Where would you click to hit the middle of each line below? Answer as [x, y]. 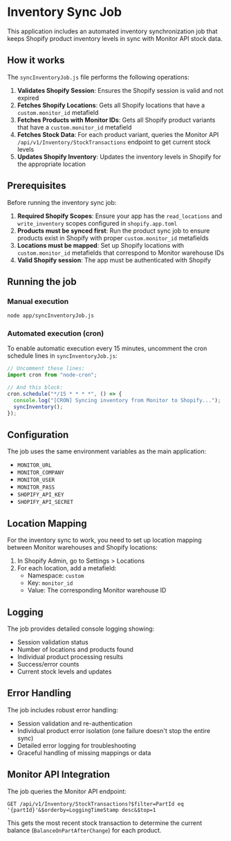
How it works [36, 61]
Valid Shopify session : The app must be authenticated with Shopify [114, 260]
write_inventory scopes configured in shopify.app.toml [97, 223]
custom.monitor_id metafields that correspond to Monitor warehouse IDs [121, 253]
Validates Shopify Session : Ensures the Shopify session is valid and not [120, 90]
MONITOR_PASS [36, 488]
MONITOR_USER [36, 480]
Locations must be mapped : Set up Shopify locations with [101, 245]
